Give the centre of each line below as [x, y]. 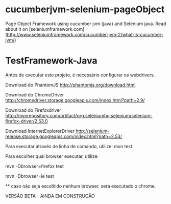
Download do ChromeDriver [35, 95]
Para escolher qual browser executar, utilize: [52, 156]
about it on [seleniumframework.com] [45, 29]
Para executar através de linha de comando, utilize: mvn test [69, 146]
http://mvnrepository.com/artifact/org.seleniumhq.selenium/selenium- [79, 115]
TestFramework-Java [51, 61]
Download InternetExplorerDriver [40, 131]
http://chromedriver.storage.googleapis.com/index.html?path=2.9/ [75, 100]
